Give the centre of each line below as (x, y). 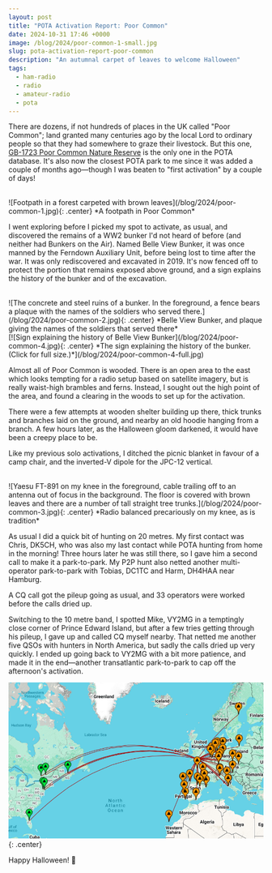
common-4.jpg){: (37, 346)
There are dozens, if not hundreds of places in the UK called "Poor (119, 126)
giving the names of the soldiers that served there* (93, 329)
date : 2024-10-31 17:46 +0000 (59, 34)
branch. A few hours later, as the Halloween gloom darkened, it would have (134, 429)
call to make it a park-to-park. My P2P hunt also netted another (114, 563)
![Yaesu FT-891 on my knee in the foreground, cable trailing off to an (122, 486)
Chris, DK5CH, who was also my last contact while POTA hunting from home (136, 545)
